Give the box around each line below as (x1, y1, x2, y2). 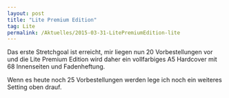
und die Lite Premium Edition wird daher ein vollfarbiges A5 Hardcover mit (7, 56, 217, 64)
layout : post (7, 10, 45, 17)
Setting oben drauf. (7, 83, 62, 91)
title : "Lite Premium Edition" (7, 16, 97, 23)
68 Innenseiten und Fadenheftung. (7, 62, 106, 71)
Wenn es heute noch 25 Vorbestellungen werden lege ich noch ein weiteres (7, 76, 222, 84)
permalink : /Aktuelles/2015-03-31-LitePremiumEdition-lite (7, 29, 181, 36)
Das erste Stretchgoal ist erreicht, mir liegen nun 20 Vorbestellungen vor (7, 48, 213, 56)
